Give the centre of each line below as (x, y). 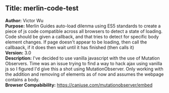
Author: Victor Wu (24, 20)
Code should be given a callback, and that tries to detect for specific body (82, 36)
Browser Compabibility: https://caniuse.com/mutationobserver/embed (79, 85)
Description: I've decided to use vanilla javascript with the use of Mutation (82, 58)
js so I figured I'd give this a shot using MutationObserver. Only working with (84, 69)
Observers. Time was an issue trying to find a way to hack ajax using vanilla (84, 63)
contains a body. (22, 79)
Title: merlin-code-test (42, 8)
